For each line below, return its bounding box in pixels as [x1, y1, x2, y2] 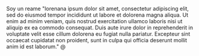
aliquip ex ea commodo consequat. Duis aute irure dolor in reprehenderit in [6, 24, 194, 31]
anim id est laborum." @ [6, 43, 66, 50]
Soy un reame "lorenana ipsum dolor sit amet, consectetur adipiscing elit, [6, 5, 189, 12]
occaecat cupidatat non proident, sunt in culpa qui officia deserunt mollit [6, 37, 188, 43]
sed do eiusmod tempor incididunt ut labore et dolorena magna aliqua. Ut [6, 11, 189, 18]
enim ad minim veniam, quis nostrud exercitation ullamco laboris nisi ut [6, 18, 183, 24]
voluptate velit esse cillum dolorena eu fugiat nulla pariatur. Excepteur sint [6, 30, 191, 38]
